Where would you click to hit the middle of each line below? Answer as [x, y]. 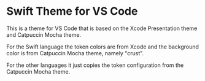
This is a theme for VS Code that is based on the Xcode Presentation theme [102, 28]
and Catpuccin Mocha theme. [44, 34]
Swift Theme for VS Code [72, 11]
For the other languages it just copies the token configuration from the [95, 65]
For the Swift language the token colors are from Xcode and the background [103, 47]
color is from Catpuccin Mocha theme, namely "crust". [75, 53]
